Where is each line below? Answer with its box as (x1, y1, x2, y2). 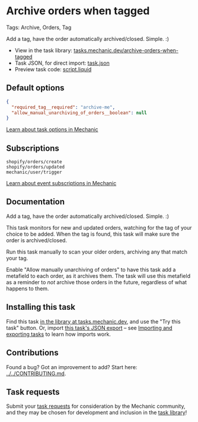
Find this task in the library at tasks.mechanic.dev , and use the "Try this (6, 318, 181, 325)
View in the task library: (14, 46, 73, 54)
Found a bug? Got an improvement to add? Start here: (6, 363, 138, 370)
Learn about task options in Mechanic (6, 126, 99, 133)
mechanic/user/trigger (6, 169, 62, 176)
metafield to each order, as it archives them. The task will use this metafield (6, 272, 191, 280)
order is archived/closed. (6, 236, 67, 244)
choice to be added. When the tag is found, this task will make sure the (6, 230, 180, 237)
